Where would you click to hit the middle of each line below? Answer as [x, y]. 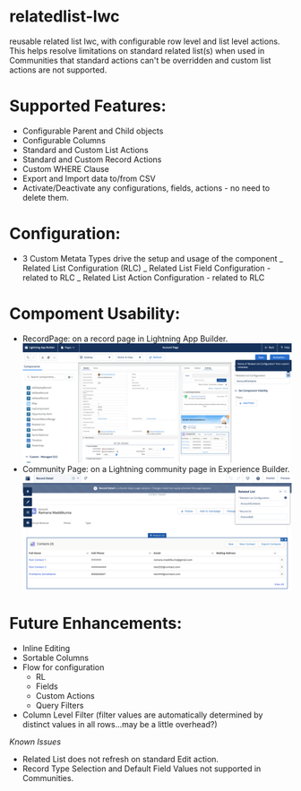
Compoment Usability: [95, 314]
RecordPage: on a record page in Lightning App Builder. [125, 339]
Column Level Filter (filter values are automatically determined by [142, 715]
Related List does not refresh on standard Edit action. [120, 759]
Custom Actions [65, 695]
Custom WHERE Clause [66, 168]
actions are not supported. [58, 70]
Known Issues [35, 742]
